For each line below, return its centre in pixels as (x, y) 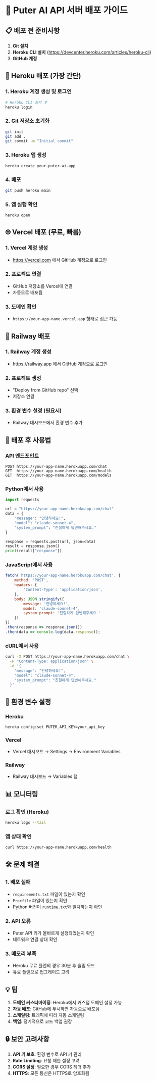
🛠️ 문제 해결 (22, 864)
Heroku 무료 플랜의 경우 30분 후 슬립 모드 (54, 966)
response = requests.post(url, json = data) (50, 542)
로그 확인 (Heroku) (27, 812)
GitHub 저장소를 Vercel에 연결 (43, 286)
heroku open (18, 215)
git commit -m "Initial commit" (39, 141)
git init (14, 132)
